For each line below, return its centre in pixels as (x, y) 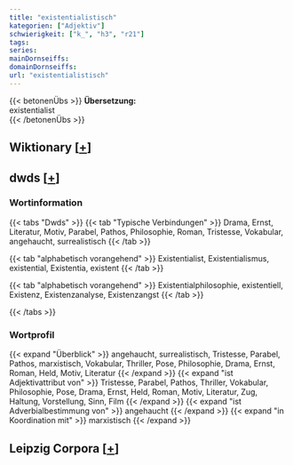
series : (24, 51)
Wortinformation (46, 203)
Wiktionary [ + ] (50, 148)
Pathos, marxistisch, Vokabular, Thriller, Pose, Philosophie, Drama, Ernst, (142, 364)
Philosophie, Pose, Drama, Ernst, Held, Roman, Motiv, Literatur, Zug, (134, 392)
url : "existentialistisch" (59, 76)
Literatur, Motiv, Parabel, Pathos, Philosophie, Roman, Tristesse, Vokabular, (146, 231)
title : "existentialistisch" (63, 17)
